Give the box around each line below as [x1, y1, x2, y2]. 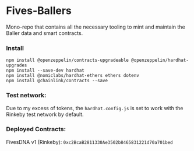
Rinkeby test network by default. [6, 111, 84, 118]
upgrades [6, 62, 27, 68]
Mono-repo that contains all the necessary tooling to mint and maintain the [6, 23, 185, 30]
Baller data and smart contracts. [6, 29, 83, 36]
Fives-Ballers [6, 4, 72, 17]
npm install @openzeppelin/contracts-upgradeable [6, 57, 129, 64]
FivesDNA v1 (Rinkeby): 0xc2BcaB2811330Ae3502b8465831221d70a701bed [6, 138, 173, 145]
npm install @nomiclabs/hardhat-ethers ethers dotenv [6, 73, 140, 79]
